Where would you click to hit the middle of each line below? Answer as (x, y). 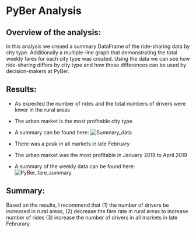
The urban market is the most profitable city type (73, 121)
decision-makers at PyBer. (38, 71)
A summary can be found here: (52, 132)
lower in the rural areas (42, 110)
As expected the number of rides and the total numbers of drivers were (100, 103)
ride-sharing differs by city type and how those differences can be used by (96, 65)
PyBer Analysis (44, 11)
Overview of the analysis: (53, 32)
